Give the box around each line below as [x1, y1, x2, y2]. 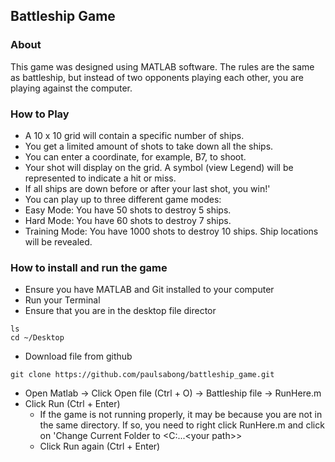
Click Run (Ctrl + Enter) [24, 398, 121, 410]
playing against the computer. [10, 82, 133, 94]
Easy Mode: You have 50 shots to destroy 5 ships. [24, 204, 232, 216]
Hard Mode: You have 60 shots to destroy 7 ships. [24, 214, 232, 226]
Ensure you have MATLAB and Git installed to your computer [24, 284, 275, 296]
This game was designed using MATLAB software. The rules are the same [10, 60, 315, 73]
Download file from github [24, 350, 133, 363]
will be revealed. [24, 235, 93, 248]
